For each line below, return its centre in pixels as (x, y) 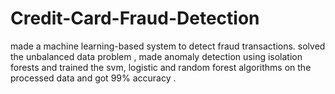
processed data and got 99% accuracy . (93, 78)
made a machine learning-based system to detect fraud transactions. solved (168, 46)
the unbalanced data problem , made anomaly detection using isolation (156, 56)
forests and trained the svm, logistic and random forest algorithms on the (161, 67)
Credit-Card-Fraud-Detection (135, 18)
